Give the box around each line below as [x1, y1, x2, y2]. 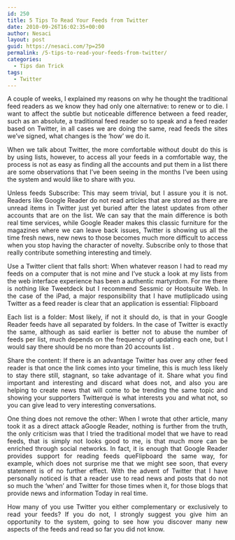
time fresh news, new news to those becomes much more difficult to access [7, 234, 228, 242]
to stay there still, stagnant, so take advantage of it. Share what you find [7, 371, 228, 379]
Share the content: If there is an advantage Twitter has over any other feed [7, 356, 228, 365]
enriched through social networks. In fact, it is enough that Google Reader [7, 445, 228, 453]
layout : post [7, 36, 45, 43]
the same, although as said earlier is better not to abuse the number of [7, 328, 228, 337]
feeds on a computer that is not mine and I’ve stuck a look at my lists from [7, 269, 228, 278]
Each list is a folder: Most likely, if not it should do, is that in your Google [7, 313, 228, 321]
